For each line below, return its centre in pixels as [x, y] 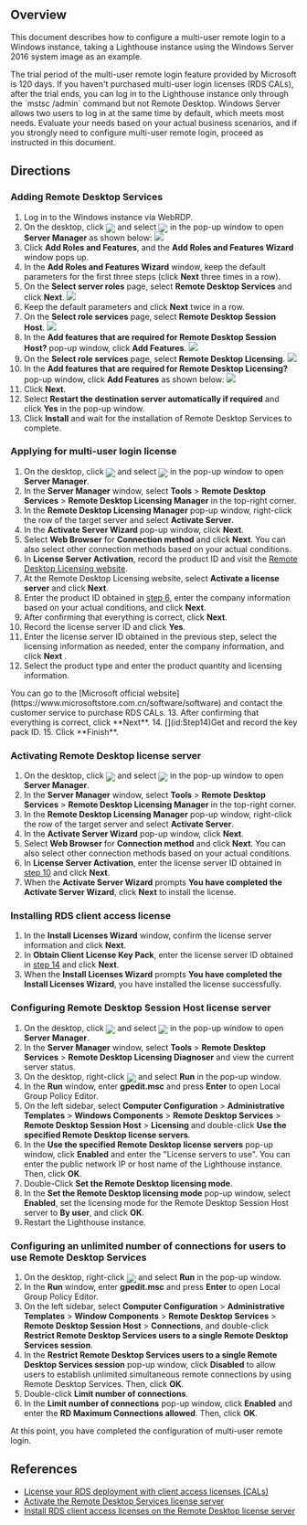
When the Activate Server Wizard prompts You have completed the [153, 882]
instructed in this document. [64, 142]
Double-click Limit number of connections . [106, 1393]
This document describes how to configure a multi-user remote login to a [148, 37]
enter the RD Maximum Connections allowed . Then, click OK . [141, 1413]
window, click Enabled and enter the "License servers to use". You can [157, 1154]
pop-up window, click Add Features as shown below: [124, 379]
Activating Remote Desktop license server [106, 755]
